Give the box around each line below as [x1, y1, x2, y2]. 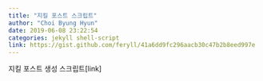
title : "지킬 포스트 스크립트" [8, 11, 98, 20]
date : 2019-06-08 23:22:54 [8, 26, 98, 34]
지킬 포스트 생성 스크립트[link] [8, 64, 102, 74]
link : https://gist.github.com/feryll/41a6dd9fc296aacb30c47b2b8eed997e [8, 41, 256, 49]
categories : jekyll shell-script [8, 33, 120, 42]
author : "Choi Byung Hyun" [8, 19, 98, 27]
